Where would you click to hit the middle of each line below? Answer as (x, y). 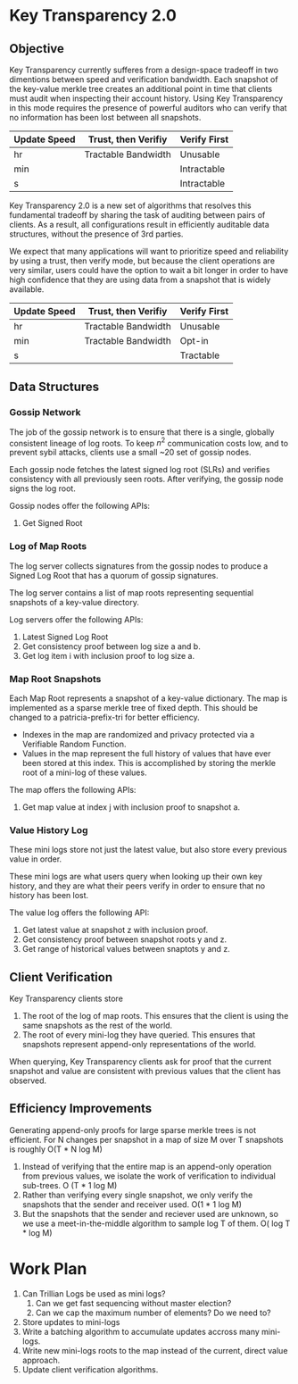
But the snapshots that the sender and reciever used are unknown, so (150, 1213)
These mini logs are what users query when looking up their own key (136, 877)
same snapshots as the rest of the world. (97, 1025)
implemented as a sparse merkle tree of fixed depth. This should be (134, 707)
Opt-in (194, 341)
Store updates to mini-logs (71, 1321)
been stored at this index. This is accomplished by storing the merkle (149, 763)
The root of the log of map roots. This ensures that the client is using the (155, 1016)
